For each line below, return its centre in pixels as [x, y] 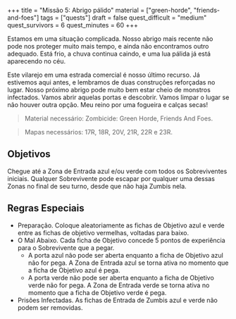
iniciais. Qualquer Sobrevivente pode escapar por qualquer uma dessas [111, 178]
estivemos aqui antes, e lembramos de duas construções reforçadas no [111, 82]
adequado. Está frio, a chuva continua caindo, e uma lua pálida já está [109, 54]
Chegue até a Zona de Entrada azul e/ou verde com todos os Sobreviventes [117, 171]
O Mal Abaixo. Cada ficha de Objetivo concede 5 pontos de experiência [121, 240]
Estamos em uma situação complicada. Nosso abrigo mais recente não [110, 39]
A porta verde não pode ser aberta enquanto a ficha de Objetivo [121, 277]
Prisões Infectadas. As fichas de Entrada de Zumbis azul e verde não [118, 300]
